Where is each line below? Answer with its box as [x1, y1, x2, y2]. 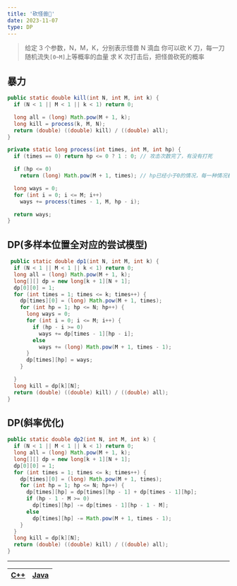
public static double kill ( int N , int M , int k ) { [7, 95, 159, 102]
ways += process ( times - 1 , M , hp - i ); [20, 198, 140, 205]
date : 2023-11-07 [7, 17, 59, 24]
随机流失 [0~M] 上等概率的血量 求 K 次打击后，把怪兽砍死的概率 [24, 52, 205, 61]
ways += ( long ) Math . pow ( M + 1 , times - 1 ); [38, 344, 172, 351]
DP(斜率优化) [7, 416, 65, 428]
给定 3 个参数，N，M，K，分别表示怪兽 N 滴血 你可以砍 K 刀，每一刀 [24, 44, 225, 52]
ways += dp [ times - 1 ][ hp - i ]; [38, 330, 134, 337]
